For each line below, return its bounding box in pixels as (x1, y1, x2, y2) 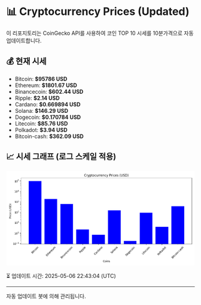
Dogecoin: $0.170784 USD (14, 113, 81, 121)
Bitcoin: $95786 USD (14, 75, 68, 82)
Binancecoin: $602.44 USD (14, 88, 84, 95)
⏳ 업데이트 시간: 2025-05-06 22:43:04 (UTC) (6, 272, 117, 279)
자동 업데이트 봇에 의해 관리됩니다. (6, 292, 86, 300)
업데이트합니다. (6, 37, 42, 44)
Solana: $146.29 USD (14, 107, 69, 114)
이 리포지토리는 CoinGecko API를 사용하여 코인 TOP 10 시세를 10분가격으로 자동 (6, 29, 194, 37)
